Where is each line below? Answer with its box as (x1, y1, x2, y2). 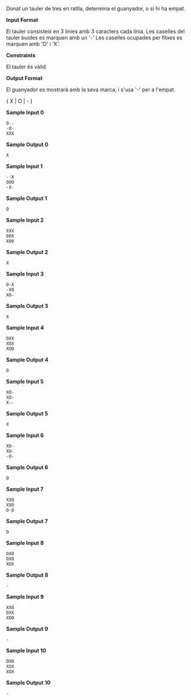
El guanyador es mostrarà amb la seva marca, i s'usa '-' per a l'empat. (6, 86, 176, 93)
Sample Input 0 (6, 109, 44, 116)
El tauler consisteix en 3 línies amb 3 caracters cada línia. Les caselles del (6, 28, 185, 35)
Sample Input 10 (6, 647, 46, 654)
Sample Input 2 (6, 216, 44, 224)
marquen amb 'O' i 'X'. (6, 41, 61, 47)
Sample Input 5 (6, 378, 44, 385)
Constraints (6, 52, 36, 58)
